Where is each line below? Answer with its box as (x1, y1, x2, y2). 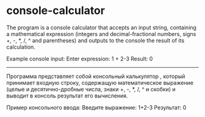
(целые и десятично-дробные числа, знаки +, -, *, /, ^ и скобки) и (6, 85, 176, 93)
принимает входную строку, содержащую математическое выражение (6, 79, 194, 86)
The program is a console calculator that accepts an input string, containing (6, 24, 197, 31)
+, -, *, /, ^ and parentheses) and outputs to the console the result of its (6, 37, 185, 44)
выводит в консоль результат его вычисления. (6, 92, 128, 99)
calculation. (6, 43, 35, 51)
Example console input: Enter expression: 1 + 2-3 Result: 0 (6, 55, 153, 62)
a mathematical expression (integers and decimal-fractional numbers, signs (6, 30, 196, 37)
